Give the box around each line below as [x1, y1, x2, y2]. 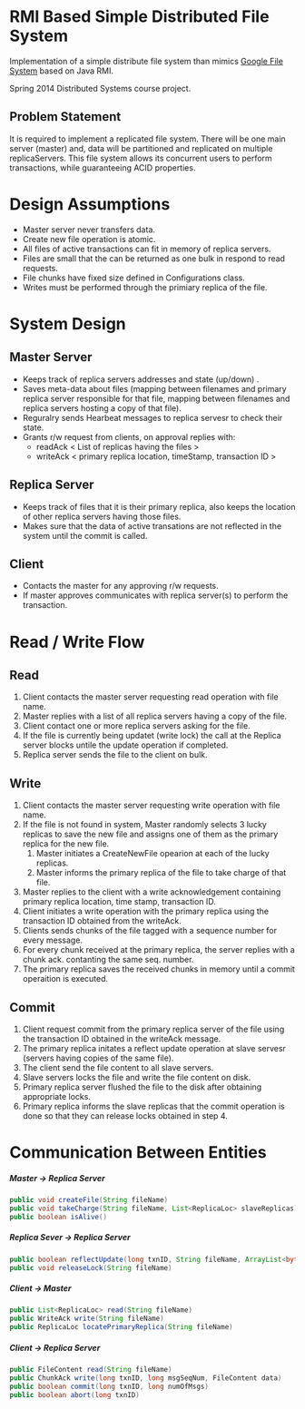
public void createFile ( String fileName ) [9, 1196, 169, 1205]
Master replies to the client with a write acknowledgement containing [22, 886, 281, 897]
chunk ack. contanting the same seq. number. [22, 954, 194, 965]
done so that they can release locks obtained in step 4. [22, 1110, 229, 1121]
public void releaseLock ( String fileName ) [9, 1263, 172, 1272]
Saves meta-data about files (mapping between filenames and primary [22, 383, 288, 394]
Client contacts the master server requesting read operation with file [22, 691, 279, 702]
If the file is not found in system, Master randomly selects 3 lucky [22, 819, 268, 830]
